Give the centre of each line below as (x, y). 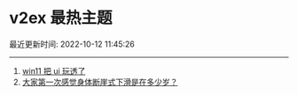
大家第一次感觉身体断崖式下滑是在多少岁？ (100, 82)
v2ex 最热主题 (61, 18)
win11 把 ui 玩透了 (54, 70)
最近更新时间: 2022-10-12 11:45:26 (72, 44)
